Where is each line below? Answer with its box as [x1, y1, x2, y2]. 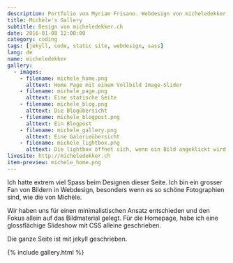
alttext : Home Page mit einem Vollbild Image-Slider [25, 81, 183, 88]
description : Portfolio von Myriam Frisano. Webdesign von [7, 10, 183, 17]
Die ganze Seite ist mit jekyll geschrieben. [7, 234, 128, 243]
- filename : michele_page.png [20, 88, 108, 95]
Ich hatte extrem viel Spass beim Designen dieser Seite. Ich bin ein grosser [7, 178, 223, 186]
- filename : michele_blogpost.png [20, 113, 120, 120]
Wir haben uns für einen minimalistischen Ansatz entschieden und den [7, 206, 211, 214]
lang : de [7, 49, 33, 56]
